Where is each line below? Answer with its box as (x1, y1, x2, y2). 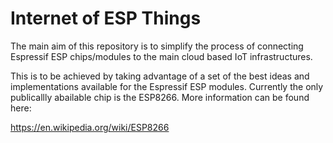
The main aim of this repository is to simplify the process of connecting (10, 40, 304, 52)
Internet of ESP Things (10, 7, 202, 30)
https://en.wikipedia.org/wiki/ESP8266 (10, 121, 170, 133)
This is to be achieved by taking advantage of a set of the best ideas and (10, 70, 310, 82)
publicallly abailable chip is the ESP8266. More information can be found (10, 91, 310, 103)
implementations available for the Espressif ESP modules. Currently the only (10, 80, 324, 92)
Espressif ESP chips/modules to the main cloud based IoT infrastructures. (10, 50, 313, 62)
